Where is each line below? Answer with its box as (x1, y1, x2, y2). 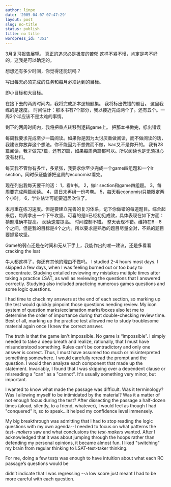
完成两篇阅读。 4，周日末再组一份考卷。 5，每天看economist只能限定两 (14, 189, 165, 195)
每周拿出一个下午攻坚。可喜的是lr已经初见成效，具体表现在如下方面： (18, 212, 164, 218)
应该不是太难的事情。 (21, 113, 66, 119)
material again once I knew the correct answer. (5, 323, 104, 329)
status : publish (5, 27, 40, 32)
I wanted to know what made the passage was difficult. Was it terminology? (5, 386, 164, 392)
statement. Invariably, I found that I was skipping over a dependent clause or (5, 365, 166, 372)
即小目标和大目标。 (5, 89, 46, 96)
